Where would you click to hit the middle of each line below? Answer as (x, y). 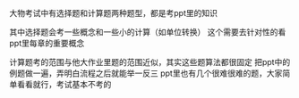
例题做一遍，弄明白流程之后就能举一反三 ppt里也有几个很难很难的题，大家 (146, 73)
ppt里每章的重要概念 (47, 43)
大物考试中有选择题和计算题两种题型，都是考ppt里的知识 (113, 13)
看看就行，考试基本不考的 (64, 84)
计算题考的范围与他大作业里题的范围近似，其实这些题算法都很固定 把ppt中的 (150, 62)
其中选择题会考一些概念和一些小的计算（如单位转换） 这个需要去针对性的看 (148, 32)
